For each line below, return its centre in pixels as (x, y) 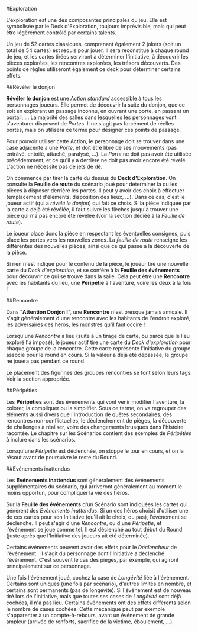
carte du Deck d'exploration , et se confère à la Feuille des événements (93, 270)
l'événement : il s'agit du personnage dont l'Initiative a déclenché (85, 553)
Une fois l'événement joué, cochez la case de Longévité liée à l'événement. (98, 577)
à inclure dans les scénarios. (41, 440)
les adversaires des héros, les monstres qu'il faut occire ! (76, 324)
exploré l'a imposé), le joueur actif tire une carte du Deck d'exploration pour (98, 342)
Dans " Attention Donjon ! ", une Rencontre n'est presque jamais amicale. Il (97, 312)
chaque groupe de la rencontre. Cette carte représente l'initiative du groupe (98, 348)
